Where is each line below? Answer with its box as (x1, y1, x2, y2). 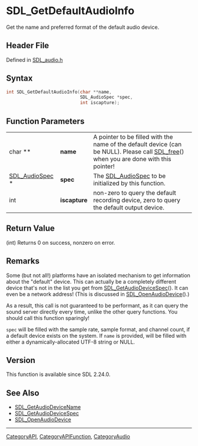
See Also (6, 388, 39, 398)
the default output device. (93, 204, 165, 211)
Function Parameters (6, 116, 85, 126)
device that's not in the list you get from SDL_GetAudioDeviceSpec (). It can (6, 284, 189, 291)
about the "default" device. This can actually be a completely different (6, 278, 177, 285)
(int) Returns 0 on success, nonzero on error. (6, 239, 115, 246)
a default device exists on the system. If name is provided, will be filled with (6, 332, 187, 339)
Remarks (6, 256, 40, 266)
